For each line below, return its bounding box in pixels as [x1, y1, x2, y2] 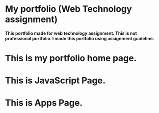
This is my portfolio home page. [5, 52, 137, 64]
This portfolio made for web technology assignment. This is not [5, 30, 137, 36]
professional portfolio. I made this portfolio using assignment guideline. [5, 35, 155, 41]
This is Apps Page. [5, 97, 83, 109]
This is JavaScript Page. [5, 75, 106, 86]
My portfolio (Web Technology [5, 3, 132, 15]
